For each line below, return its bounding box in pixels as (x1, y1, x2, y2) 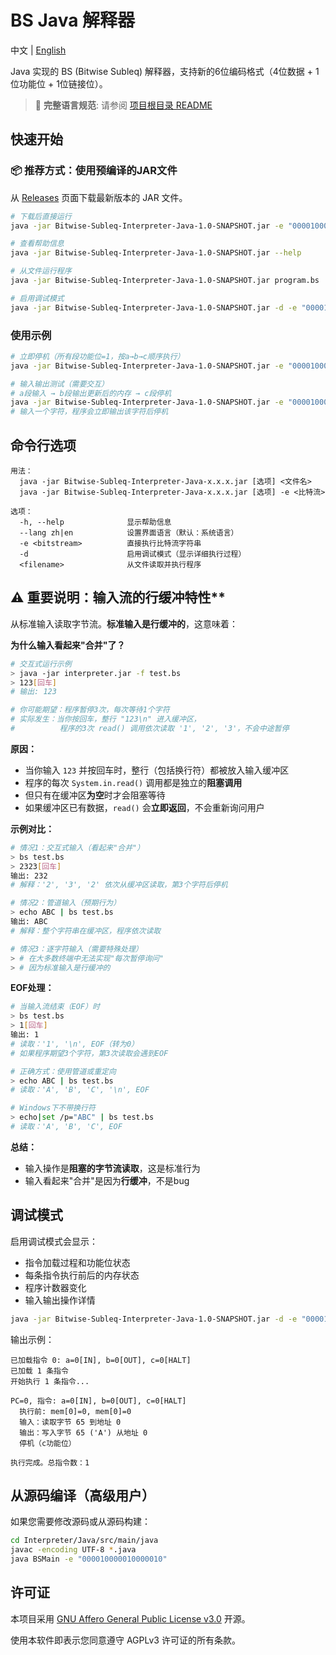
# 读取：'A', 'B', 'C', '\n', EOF (10, 1085, 150, 1095)
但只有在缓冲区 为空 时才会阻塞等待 (24, 789, 166, 801)
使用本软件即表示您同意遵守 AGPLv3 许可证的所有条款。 (10, 1634, 241, 1646)
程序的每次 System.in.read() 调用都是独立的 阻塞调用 (24, 776, 243, 788)
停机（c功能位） (19, 1438, 77, 1448)
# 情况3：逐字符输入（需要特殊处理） (10, 944, 143, 954)
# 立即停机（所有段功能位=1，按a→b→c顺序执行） (10, 351, 185, 361)
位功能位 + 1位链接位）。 (10, 77, 108, 90)
